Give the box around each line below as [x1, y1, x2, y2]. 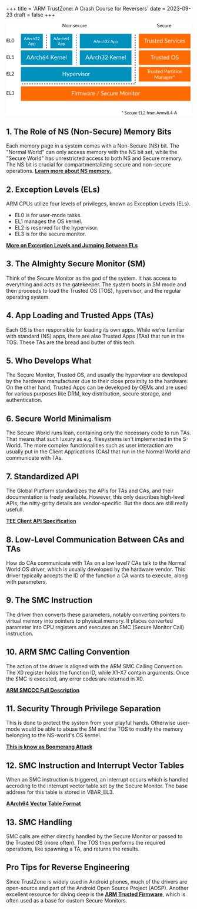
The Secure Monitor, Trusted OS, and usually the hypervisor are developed [6, 371, 188, 378]
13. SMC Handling [6, 817, 72, 827]
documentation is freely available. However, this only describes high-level [6, 493, 185, 501]
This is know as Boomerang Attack [6, 743, 93, 750]
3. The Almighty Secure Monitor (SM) [6, 259, 146, 269]
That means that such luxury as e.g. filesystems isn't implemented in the [6, 436, 182, 443]
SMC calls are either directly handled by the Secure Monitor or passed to [6, 832, 183, 840]
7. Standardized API [6, 472, 79, 482]
